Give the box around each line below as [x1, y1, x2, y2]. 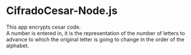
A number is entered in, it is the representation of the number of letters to [6, 29, 185, 36]
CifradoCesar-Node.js [6, 4, 117, 18]
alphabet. [6, 42, 30, 49]
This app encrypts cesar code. [6, 23, 81, 30]
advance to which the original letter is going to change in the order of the [6, 36, 185, 43]
